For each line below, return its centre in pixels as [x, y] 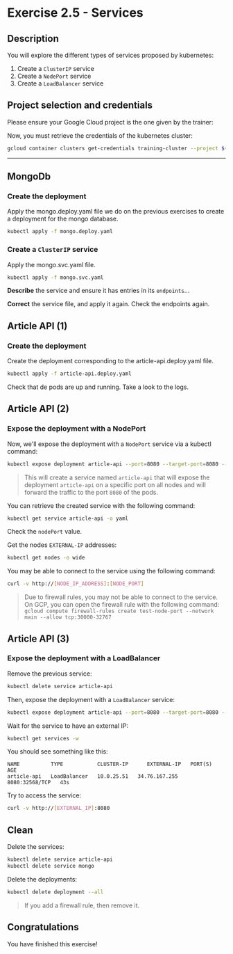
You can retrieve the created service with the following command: [101, 505]
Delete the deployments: [42, 879]
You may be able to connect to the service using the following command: [112, 571]
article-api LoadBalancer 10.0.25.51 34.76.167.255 [93, 777]
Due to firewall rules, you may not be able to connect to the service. [121, 597]
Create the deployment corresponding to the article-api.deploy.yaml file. [110, 361]
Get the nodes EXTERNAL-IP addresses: [62, 545]
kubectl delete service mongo [51, 866]
